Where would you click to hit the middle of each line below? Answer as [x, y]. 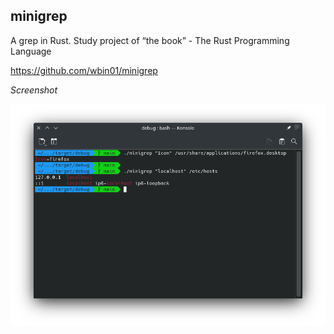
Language [31, 51]
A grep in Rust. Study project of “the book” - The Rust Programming [150, 40]
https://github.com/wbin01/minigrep [84, 70]
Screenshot [34, 90]
